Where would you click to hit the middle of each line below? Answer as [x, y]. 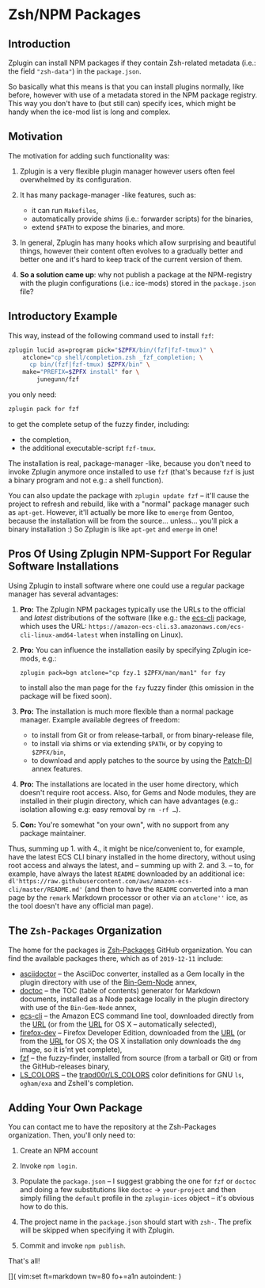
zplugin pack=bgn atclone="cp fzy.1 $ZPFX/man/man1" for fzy [123, 673]
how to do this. [44, 1206]
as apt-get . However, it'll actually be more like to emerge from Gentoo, [121, 512]
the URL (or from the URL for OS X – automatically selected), [118, 1024]
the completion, [45, 439]
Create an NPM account [59, 1151]
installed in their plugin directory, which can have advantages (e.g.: [129, 801]
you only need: [32, 394]
